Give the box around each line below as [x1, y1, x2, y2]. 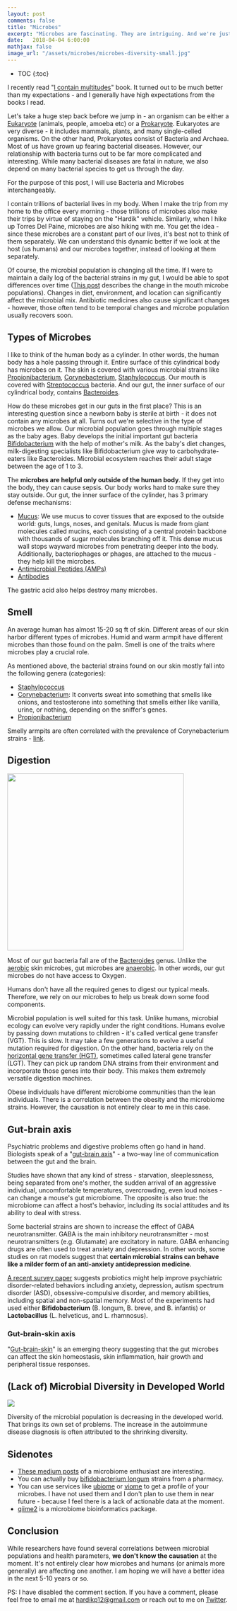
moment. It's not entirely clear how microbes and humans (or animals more [7, 1559, 226, 1567]
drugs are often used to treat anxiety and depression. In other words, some [7, 1245, 226, 1253]
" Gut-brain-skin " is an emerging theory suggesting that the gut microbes [7, 1345, 219, 1353]
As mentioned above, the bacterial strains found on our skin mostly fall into [7, 661, 225, 670]
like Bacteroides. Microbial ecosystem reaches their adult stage [27, 454, 212, 462]
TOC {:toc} [17, 69, 49, 78]
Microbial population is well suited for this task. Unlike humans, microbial [7, 1014, 219, 1023]
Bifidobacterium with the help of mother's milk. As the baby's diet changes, [7, 439, 226, 448]
